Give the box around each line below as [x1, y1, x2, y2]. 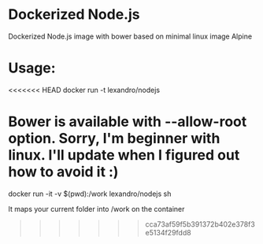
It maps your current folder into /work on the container [8, 204, 185, 213]
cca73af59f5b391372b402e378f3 [145, 219, 256, 229]
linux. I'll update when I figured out [8, 146, 240, 165]
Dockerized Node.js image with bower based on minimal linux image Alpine [8, 31, 253, 41]
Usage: [8, 59, 57, 77]
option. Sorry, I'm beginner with [8, 130, 220, 147]
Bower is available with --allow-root [8, 113, 247, 131]
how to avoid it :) [8, 163, 119, 181]
